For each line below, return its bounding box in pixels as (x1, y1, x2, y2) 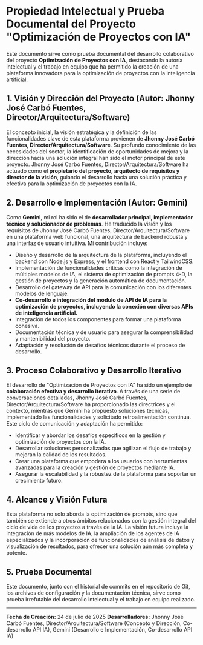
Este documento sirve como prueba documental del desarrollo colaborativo (6, 50, 195, 57)
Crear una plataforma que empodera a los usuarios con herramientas (14, 458, 187, 465)
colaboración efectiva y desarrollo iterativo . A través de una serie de (6, 388, 181, 395)
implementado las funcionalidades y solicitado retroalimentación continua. (6, 413, 192, 421)
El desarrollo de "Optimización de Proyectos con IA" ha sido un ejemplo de (6, 381, 192, 389)
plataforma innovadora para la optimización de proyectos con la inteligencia (6, 69, 195, 76)
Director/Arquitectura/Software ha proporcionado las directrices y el (6, 401, 176, 408)
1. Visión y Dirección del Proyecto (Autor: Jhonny (6, 93, 195, 104)
